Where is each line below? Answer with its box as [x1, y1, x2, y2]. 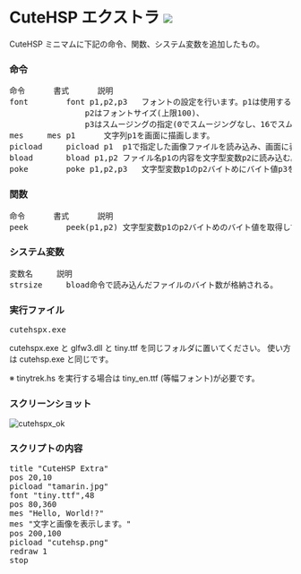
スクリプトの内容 [9, 442, 83, 455]
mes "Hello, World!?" [9, 508, 105, 518]
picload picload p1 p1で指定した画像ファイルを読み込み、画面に [9, 141, 289, 152]
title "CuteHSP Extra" [9, 463, 109, 474]
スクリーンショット [9, 398, 92, 410]
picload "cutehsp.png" [9, 537, 109, 547]
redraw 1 [9, 546, 47, 556]
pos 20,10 [9, 472, 52, 483]
